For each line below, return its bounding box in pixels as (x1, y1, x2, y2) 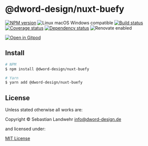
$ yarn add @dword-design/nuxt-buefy (5, 80, 83, 85)
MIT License (5, 136, 31, 142)
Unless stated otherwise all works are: (5, 107, 83, 113)
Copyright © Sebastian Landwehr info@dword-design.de (5, 116, 122, 122)
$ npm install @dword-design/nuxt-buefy (5, 67, 90, 72)
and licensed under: (5, 126, 46, 132)
